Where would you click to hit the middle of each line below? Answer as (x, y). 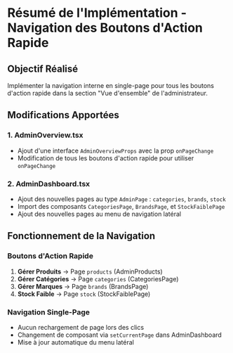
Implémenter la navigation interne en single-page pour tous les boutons (111, 85)
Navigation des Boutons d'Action (105, 28)
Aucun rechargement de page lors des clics (81, 327)
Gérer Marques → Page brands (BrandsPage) (83, 286)
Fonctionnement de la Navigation (81, 236)
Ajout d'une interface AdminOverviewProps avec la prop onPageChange (115, 150)
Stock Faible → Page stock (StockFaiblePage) (84, 294)
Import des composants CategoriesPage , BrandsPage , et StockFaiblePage (121, 206)
